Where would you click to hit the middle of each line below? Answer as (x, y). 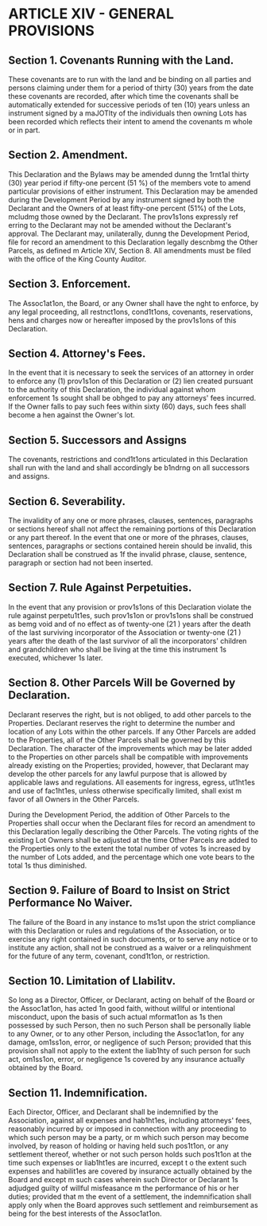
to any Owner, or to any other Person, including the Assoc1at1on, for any (126, 1034)
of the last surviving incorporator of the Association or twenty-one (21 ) (125, 632)
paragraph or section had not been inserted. (81, 563)
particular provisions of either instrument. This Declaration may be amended (133, 191)
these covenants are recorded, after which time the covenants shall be (124, 96)
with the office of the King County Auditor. (77, 259)
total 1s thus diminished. (48, 865)
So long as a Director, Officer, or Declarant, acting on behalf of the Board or (132, 1000)
